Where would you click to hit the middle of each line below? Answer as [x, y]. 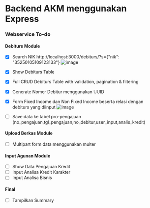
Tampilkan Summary [33, 200]
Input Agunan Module [28, 156]
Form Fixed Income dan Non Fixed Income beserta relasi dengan [78, 102]
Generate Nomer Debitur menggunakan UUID [58, 92]
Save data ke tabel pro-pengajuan [46, 116]
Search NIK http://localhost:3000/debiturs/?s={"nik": [66, 57]
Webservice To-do [28, 34]
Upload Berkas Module [29, 133]
